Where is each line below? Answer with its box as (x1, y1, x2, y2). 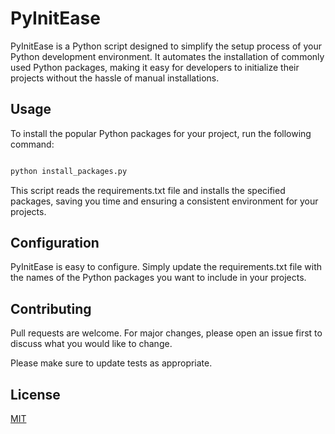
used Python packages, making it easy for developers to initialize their (10, 61, 300, 73)
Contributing (10, 300, 92, 317)
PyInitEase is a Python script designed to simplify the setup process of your (10, 40, 322, 52)
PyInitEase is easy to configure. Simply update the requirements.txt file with (10, 261, 323, 273)
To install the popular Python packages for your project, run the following (10, 127, 312, 139)
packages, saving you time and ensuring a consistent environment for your (10, 195, 319, 207)
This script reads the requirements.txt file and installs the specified (10, 184, 286, 196)
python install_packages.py (10, 166, 128, 176)
